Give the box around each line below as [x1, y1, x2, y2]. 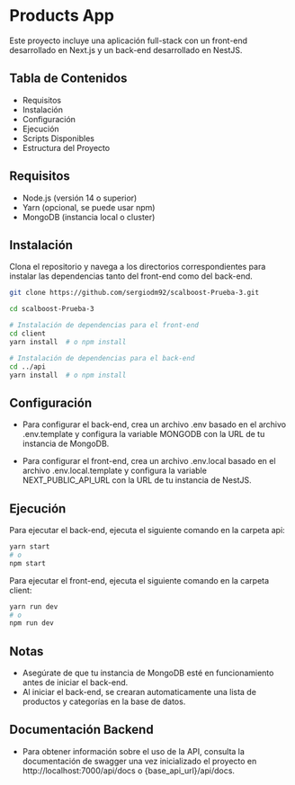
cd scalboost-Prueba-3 [9, 305, 94, 314]
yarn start [9, 542, 50, 551]
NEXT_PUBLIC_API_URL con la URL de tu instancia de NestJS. [22, 475, 252, 486]
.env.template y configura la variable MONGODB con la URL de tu [22, 429, 265, 440]
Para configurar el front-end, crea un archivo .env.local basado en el [22, 456, 276, 467]
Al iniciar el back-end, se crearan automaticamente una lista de [22, 687, 256, 698]
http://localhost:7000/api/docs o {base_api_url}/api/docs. [22, 765, 236, 776]
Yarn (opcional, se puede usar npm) [22, 201, 156, 212]
